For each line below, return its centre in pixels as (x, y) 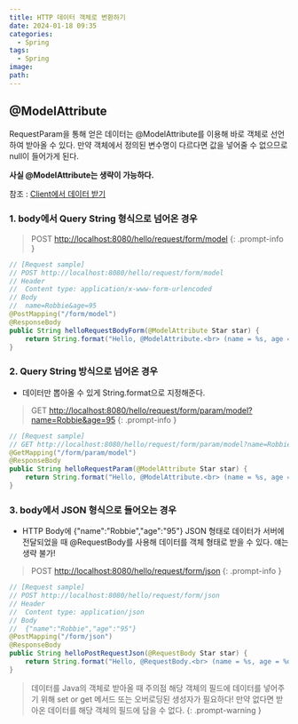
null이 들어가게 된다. (44, 155)
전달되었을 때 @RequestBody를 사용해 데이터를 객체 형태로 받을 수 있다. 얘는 (155, 542)
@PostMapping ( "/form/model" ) (63, 314)
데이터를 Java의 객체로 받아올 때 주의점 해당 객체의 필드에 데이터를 (146, 688)
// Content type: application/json (77, 612)
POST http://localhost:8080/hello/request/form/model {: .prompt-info (157, 239)
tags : (19, 51)
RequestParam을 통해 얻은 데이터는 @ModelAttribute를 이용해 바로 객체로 (139, 133)
